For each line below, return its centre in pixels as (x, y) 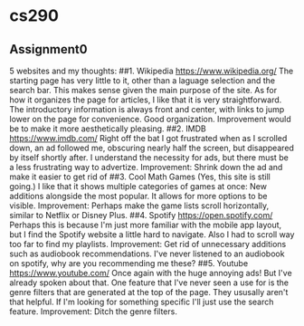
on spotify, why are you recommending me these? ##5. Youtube (129, 263)
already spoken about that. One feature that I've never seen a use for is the (149, 283)
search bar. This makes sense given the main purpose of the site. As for (143, 90)
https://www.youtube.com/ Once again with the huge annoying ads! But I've (151, 273)
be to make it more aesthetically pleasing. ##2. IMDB (108, 129)
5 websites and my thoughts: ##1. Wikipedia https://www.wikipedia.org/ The (152, 71)
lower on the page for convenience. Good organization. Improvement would (150, 119)
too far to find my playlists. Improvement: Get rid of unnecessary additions (148, 244)
